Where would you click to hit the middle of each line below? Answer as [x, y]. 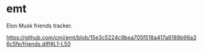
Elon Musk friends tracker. [39, 26]
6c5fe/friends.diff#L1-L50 [39, 44]
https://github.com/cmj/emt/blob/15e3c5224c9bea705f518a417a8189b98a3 [101, 37]
